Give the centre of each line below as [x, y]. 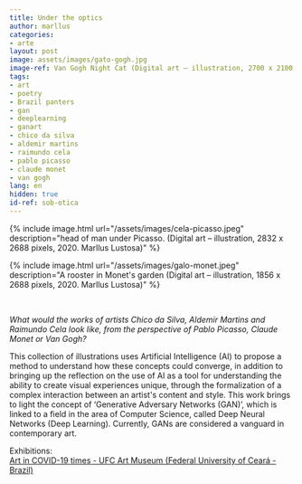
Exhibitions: [31, 451]
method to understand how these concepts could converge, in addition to [146, 365]
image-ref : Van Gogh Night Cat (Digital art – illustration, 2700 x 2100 [151, 69]
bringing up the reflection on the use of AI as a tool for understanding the [146, 375]
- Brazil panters [42, 102]
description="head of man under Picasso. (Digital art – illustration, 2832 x [146, 238]
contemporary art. [43, 433]
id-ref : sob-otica [44, 203]
